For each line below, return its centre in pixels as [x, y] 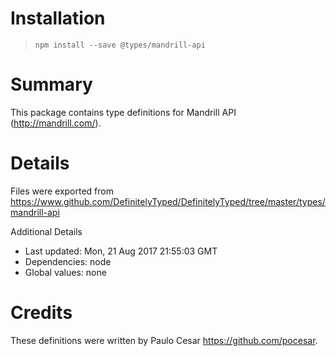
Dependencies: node [68, 261]
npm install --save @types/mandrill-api [120, 45]
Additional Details [46, 231]
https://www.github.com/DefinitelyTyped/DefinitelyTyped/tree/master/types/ [168, 201]
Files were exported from [62, 191]
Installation [58, 18]
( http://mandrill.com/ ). [56, 123]
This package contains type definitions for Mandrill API [123, 112]
